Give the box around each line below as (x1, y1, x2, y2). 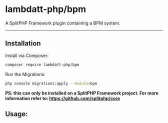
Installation (5, 39, 41, 48)
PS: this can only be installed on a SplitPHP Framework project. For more (5, 90, 158, 96)
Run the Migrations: (5, 71, 46, 77)
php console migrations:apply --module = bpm (5, 81, 97, 86)
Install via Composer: (5, 52, 49, 58)
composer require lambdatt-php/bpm (5, 62, 79, 67)
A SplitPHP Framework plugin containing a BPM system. (5, 20, 121, 26)
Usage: (5, 109, 28, 118)
